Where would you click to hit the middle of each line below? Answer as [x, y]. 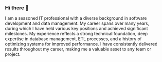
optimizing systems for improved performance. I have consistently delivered [81, 44]
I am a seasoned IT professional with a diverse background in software [76, 18]
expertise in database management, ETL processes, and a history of [73, 39]
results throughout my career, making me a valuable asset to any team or [78, 49]
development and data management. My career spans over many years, [77, 23]
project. [13, 54]
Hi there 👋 [17, 8]
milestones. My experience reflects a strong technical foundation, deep [77, 34]
